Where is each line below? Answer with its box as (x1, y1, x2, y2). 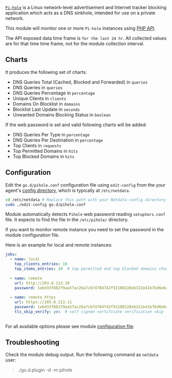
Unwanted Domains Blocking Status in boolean (12, 111, 111, 117)
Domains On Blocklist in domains (12, 101, 80, 107)
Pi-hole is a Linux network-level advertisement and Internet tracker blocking (5, 5, 167, 10)
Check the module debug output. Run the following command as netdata (5, 351, 159, 358)
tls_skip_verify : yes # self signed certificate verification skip (14, 309, 164, 314)
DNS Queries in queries (12, 84, 63, 90)
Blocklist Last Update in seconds (12, 106, 80, 112)
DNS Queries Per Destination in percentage (12, 137, 103, 143)
